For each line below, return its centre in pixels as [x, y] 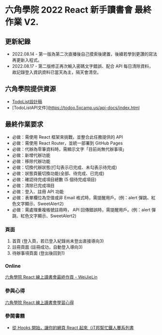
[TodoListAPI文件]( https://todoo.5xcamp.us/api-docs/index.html [76, 108]
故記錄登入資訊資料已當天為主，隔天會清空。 [57, 72]
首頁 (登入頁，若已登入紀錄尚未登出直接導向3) [58, 241]
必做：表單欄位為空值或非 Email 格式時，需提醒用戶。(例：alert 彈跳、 [81, 197]
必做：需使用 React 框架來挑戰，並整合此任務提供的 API [67, 137]
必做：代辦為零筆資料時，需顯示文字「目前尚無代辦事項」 [69, 149]
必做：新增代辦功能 [31, 155]
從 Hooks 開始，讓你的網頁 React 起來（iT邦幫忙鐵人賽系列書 [73, 327]
